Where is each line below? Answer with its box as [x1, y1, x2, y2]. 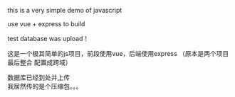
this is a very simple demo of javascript [7, 6, 122, 14]
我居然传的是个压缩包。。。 [7, 82, 83, 91]
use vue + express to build [7, 20, 85, 28]
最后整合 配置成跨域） [7, 58, 72, 67]
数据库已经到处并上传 [7, 74, 70, 81]
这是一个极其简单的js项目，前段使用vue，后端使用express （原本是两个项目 [7, 50, 229, 57]
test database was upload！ [7, 35, 90, 42]
